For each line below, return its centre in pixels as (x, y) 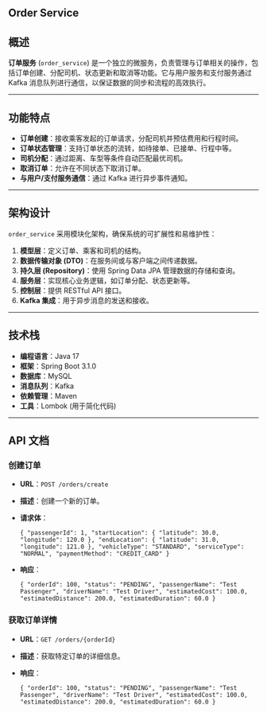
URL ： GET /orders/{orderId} (68, 639)
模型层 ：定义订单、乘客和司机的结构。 (82, 251)
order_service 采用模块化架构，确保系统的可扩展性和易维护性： (112, 233)
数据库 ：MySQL (46, 376)
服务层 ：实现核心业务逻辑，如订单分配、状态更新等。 (107, 280)
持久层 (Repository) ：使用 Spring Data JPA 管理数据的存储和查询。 (130, 271)
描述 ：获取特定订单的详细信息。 (72, 656)
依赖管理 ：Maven (48, 395)
